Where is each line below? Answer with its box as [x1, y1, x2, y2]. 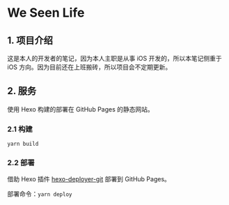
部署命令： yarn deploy [7, 190, 72, 198]
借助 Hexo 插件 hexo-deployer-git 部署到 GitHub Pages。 [7, 175, 171, 183]
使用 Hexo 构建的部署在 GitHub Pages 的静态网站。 [7, 105, 155, 113]
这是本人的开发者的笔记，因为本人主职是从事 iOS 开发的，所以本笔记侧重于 [7, 54, 222, 62]
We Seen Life [7, 5, 85, 21]
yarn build [7, 141, 39, 148]
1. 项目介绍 [7, 34, 54, 46]
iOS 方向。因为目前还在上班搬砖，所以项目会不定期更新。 [7, 63, 172, 71]
